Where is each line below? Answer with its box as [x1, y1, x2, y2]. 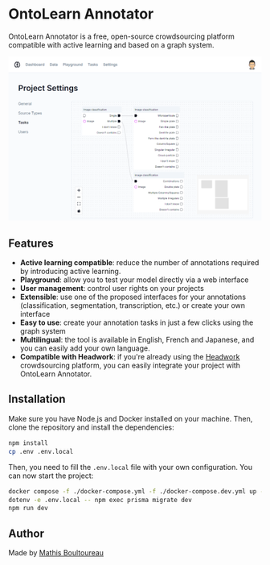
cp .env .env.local [8, 447, 74, 455]
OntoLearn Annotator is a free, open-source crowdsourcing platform [8, 31, 235, 41]
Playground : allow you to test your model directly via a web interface [19, 275, 249, 285]
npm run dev [8, 505, 48, 513]
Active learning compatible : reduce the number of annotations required [19, 258, 260, 268]
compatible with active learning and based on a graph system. [8, 39, 215, 49]
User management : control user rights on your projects [19, 284, 205, 293]
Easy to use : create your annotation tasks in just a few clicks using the [19, 318, 254, 327]
